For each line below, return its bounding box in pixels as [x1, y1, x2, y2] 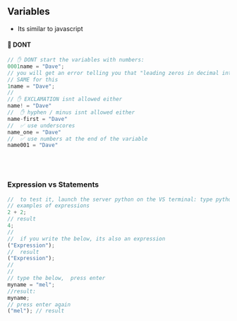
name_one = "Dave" [7, 129, 61, 136]
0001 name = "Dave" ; [7, 63, 65, 70]
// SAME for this [7, 76, 59, 83]
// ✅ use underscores [7, 122, 75, 129]
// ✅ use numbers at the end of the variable [7, 135, 148, 142]
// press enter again [7, 300, 71, 308]
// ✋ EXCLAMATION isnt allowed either [7, 95, 123, 103]
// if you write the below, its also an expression [7, 235, 166, 243]
